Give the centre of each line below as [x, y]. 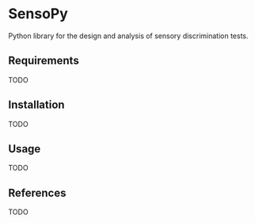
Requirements [44, 61]
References [37, 192]
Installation [36, 105]
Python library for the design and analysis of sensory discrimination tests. [128, 36]
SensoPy [38, 14]
